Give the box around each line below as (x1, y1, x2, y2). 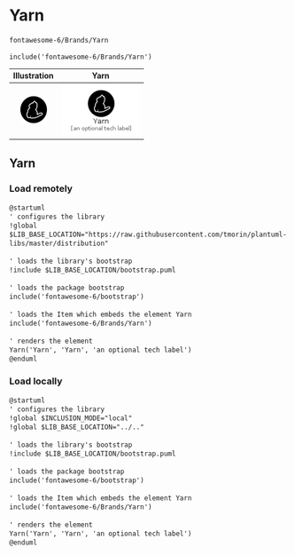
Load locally (9, 375, 63, 387)
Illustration (12, 70, 55, 81)
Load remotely (9, 182, 74, 194)
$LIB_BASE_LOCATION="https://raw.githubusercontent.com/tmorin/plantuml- (9, 230, 288, 239)
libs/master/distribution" (9, 239, 109, 248)
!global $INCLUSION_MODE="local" (9, 414, 133, 423)
